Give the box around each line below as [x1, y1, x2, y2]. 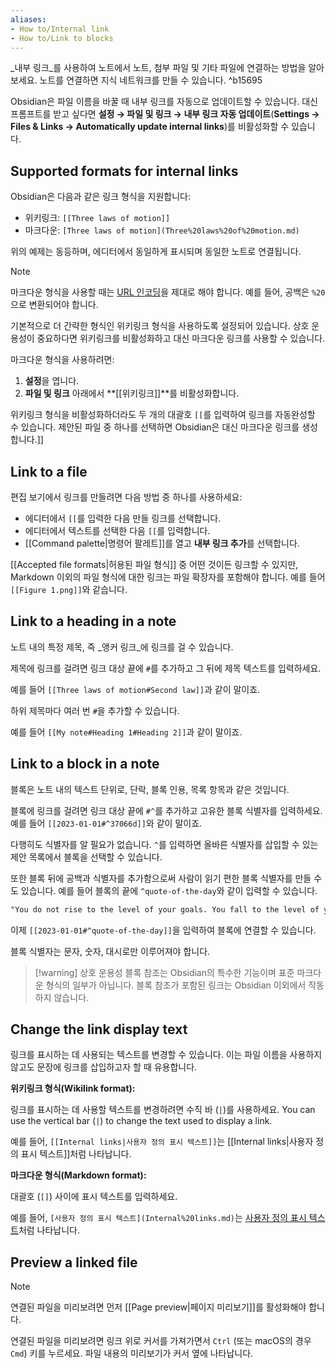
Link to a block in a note [10, 756, 160, 773]
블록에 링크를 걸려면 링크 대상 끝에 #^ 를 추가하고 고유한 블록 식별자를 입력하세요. [10, 804, 323, 816]
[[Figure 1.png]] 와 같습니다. [10, 584, 128, 595]
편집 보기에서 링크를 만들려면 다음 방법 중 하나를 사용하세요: [10, 491, 243, 503]
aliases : [10, 14, 47, 25]
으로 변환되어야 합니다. [10, 299, 99, 311]
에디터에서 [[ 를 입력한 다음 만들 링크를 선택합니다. [24, 512, 222, 524]
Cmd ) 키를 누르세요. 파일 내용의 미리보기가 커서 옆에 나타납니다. [10, 1347, 254, 1360]
